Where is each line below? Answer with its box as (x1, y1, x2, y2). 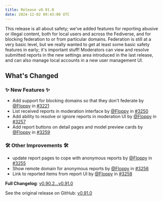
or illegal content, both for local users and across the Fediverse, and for (5, 31, 151, 37)
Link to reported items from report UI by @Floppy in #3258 (12, 171, 133, 177)
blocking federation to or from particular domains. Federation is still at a (5, 36, 152, 42)
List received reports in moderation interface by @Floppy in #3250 (12, 108, 149, 114)
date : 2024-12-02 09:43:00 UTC (5, 12, 70, 17)
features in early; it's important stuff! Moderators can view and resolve (5, 47, 149, 53)
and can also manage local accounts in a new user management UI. (5, 57, 143, 63)
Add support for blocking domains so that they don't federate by (12, 98, 144, 104)
